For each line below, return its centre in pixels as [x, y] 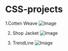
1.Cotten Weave [21, 23]
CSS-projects [34, 9]
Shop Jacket [25, 33]
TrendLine [23, 43]
